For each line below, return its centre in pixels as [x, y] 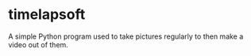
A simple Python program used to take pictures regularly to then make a [126, 36]
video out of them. [39, 44]
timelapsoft [47, 15]
